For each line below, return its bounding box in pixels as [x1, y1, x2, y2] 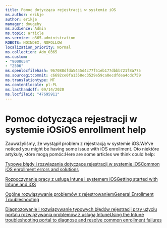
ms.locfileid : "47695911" [5, 92, 60, 97]
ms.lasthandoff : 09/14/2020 [5, 87, 65, 92]
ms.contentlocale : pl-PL [5, 82, 58, 87]
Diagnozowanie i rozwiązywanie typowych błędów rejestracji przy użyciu [5, 206, 157, 212]
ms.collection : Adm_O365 [5, 49, 58, 54]
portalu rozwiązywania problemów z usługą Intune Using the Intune [5, 212, 144, 218]
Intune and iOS [5, 182, 36, 188]
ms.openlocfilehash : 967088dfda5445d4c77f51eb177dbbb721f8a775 [5, 68, 141, 73]
